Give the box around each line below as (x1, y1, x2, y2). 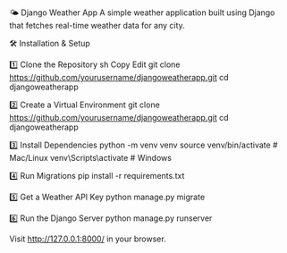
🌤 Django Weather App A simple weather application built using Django (9, 7, 275, 18)
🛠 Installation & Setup (9, 38, 91, 48)
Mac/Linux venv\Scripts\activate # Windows (9, 153, 173, 163)
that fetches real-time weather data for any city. (9, 21, 185, 30)
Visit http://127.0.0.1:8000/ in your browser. (9, 233, 167, 244)
